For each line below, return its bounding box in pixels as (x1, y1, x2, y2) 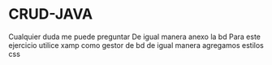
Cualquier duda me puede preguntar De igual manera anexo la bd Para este (8, 32, 261, 41)
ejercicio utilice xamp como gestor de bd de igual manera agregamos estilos (8, 40, 264, 50)
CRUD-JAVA (8, 5, 93, 24)
